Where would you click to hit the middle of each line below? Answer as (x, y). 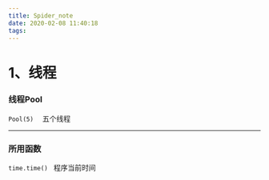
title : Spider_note (41, 16)
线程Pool (25, 99)
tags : (17, 30)
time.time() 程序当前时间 (52, 168)
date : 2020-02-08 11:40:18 (53, 23)
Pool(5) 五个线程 (40, 118)
